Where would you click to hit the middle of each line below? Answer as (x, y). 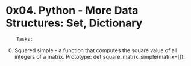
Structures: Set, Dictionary (74, 23)
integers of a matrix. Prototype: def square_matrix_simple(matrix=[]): (99, 56)
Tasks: (25, 39)
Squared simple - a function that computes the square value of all (96, 50)
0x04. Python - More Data (72, 10)
